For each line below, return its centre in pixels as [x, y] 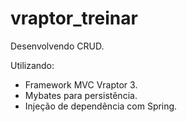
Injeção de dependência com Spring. [101, 106]
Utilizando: [32, 65]
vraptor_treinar [74, 18]
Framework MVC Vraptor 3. [81, 84]
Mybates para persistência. [81, 95]
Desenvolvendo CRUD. [57, 46]
